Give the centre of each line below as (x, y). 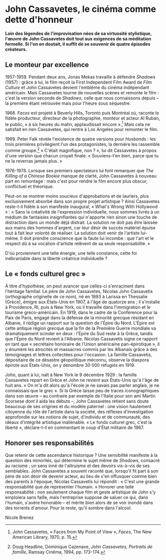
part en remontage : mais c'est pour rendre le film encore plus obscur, (76, 181)
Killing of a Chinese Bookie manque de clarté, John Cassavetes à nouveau (81, 176)
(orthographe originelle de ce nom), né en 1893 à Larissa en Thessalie (76, 296)
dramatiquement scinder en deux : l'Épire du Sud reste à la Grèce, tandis (79, 333)
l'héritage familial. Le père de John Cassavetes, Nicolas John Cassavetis (79, 291)
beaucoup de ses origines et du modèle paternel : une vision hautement (78, 406)
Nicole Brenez (20, 517)
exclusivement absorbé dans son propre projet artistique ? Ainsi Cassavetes (82, 202)
